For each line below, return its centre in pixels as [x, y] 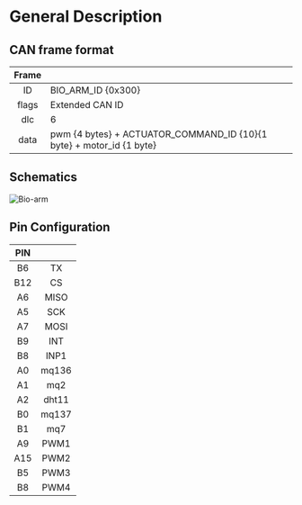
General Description [86, 17]
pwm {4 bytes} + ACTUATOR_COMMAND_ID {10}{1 [159, 134]
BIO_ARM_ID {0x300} [95, 90]
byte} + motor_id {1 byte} [103, 145]
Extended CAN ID [87, 105]
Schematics [44, 177]
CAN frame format [62, 50]
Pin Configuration [60, 227]
